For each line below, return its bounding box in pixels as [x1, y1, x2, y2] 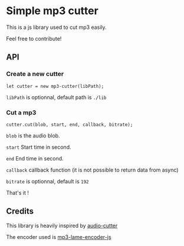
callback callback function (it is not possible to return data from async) [6, 166, 179, 173]
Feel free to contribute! [6, 35, 62, 42]
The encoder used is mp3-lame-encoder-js [6, 233, 111, 240]
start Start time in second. [6, 143, 71, 150]
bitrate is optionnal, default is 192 [6, 178, 90, 185]
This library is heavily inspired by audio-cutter [6, 222, 118, 229]
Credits [6, 206, 34, 217]
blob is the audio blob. [6, 132, 60, 139]
